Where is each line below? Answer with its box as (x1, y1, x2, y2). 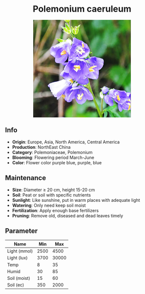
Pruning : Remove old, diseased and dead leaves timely (12, 213, 124, 218)
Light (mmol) (7, 248, 33, 254)
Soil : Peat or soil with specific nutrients (12, 192, 91, 198)
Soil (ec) (7, 282, 24, 288)
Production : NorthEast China (12, 144, 71, 150)
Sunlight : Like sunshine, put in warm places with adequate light (12, 197, 140, 203)
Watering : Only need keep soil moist (12, 202, 86, 208)
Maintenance (5, 174, 46, 182)
